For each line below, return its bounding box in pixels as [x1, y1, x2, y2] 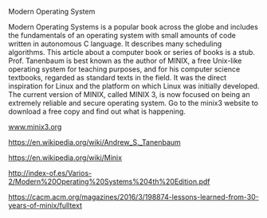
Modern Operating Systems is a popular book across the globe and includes [8, 22, 259, 31]
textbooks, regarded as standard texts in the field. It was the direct [8, 73, 227, 82]
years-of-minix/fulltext [8, 200, 82, 210]
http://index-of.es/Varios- [8, 169, 92, 177]
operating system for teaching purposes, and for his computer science [8, 64, 241, 74]
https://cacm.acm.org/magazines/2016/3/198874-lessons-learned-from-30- [8, 193, 259, 201]
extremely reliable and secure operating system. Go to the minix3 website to [8, 99, 259, 107]
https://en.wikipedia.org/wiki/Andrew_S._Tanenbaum [8, 138, 181, 146]
